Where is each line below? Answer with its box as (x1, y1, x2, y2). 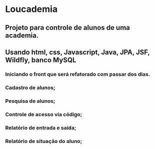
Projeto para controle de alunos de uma (5, 23, 130, 32)
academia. (5, 31, 39, 39)
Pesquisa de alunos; (5, 97, 55, 104)
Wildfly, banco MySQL (5, 56, 76, 64)
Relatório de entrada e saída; (5, 124, 76, 131)
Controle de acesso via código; (5, 111, 82, 118)
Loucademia (5, 3, 58, 15)
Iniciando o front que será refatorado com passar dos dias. (5, 71, 150, 78)
